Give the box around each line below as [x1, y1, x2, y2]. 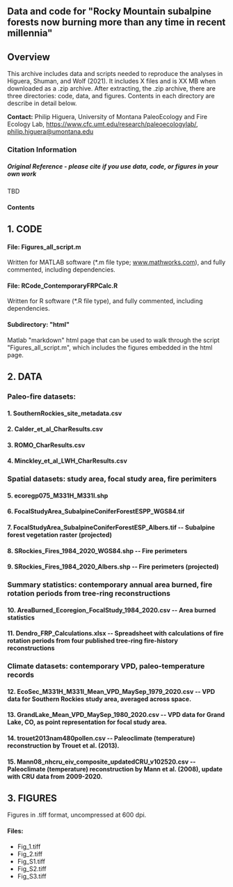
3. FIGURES [7, 792, 58, 804]
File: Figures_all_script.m [7, 242, 81, 251]
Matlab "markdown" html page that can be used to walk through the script [7, 336, 220, 344]
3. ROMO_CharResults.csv [7, 440, 86, 449]
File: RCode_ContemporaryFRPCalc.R [7, 281, 118, 290]
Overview [7, 51, 51, 63]
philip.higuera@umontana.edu [7, 128, 94, 136]
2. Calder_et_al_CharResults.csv [7, 425, 103, 433]
